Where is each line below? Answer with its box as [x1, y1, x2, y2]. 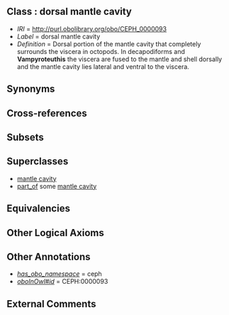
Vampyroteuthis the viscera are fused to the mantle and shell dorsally [16, 55, 223, 63]
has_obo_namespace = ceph [16, 269, 102, 278]
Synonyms [6, 83, 55, 95]
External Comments [6, 298, 96, 310]
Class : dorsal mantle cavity [6, 6, 133, 18]
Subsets [6, 131, 44, 143]
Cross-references [6, 107, 88, 119]
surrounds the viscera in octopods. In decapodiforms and [16, 47, 185, 55]
